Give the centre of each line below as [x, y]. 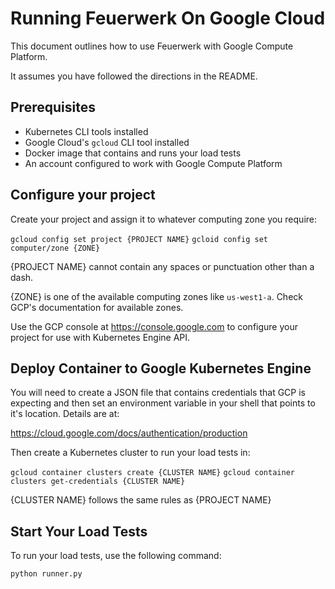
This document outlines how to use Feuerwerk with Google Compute [152, 46]
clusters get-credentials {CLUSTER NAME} [98, 482]
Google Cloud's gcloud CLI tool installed [107, 142]
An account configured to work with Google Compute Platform [153, 163]
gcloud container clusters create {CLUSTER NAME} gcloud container [152, 473]
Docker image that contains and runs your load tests [133, 153]
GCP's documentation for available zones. [97, 307]
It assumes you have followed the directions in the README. [134, 76]
